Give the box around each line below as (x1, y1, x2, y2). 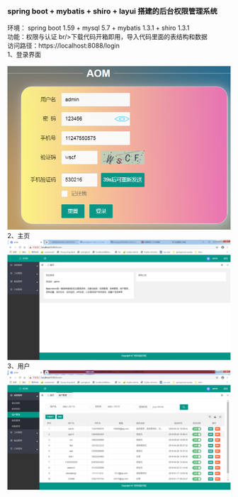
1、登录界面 (7, 50, 41, 59)
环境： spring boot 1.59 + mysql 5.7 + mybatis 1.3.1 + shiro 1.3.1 (7, 23, 190, 33)
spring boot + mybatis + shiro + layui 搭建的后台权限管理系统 (7, 6, 218, 16)
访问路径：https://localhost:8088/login (7, 41, 120, 50)
